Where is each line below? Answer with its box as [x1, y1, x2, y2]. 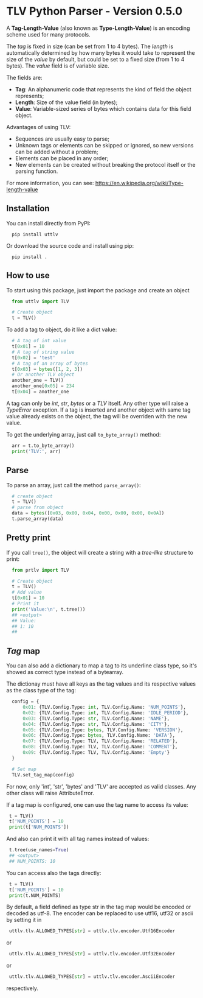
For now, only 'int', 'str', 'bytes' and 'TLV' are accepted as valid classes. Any [6, 782, 196, 790]
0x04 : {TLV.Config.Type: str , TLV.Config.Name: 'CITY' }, [22, 721, 170, 727]
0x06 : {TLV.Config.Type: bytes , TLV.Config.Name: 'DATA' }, [22, 733, 175, 739]
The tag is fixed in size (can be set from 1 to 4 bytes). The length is [6, 43, 174, 50]
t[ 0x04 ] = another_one [12, 388, 69, 395]
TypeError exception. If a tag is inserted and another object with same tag [6, 406, 191, 413]
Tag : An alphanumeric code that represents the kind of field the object [15, 85, 191, 93]
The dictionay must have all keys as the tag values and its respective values [6, 680, 196, 687]
